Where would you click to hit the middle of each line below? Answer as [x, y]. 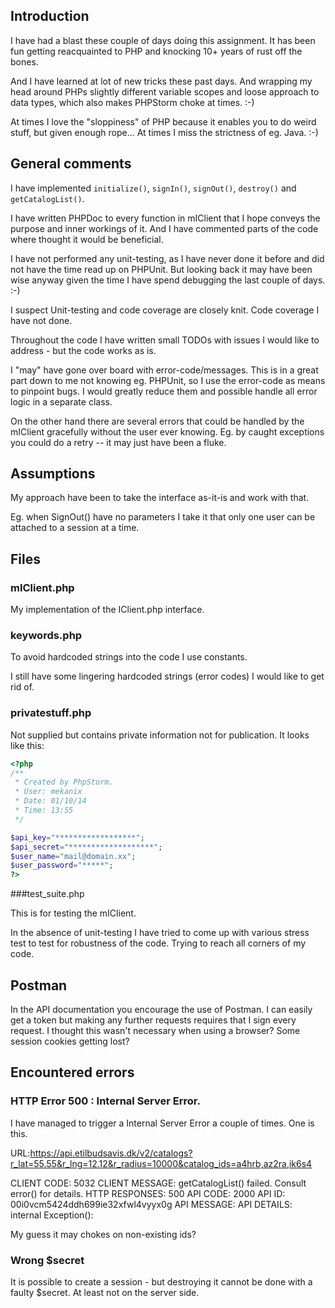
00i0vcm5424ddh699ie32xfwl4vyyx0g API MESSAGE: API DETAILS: [151, 1204]
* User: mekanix [48, 792]
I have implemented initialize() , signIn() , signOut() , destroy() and [153, 188]
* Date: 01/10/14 [50, 801]
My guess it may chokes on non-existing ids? [103, 1234]
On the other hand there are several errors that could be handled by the [157, 421]
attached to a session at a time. [75, 528]
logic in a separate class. [61, 401]
